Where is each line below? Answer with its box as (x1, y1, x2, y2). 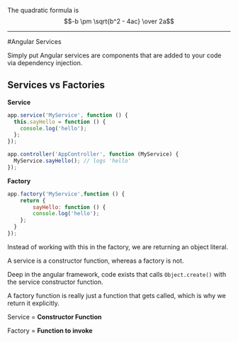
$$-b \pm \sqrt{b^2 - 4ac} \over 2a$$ (63, 17, 175, 25)
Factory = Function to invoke (7, 326, 93, 335)
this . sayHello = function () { (13, 118, 106, 125)
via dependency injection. (7, 59, 83, 67)
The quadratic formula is (7, 6, 79, 14)
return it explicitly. (7, 299, 60, 307)
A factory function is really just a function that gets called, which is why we (7, 291, 227, 300)
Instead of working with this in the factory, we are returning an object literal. (7, 242, 229, 251)
